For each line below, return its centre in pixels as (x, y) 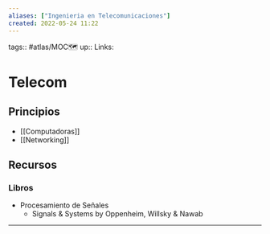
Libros (21, 187)
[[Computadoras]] (50, 131)
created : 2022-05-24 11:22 (53, 23)
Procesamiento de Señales (64, 205)
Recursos (33, 164)
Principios (34, 112)
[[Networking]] (45, 140)
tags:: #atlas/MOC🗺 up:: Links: (61, 47)
